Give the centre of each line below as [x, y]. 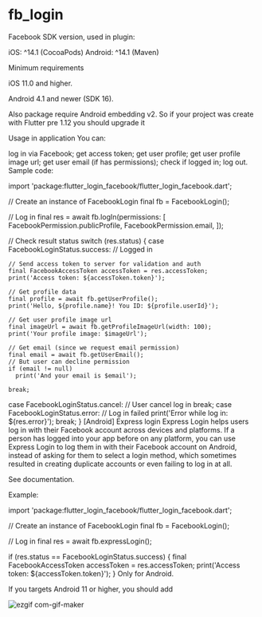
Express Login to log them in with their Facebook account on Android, [123, 447]
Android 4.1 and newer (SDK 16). [61, 98]
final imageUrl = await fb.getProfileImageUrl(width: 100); [110, 326]
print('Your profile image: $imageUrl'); [78, 334]
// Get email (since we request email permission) [94, 348]
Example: [23, 494]
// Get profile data [43, 292]
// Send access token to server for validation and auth [105, 264]
